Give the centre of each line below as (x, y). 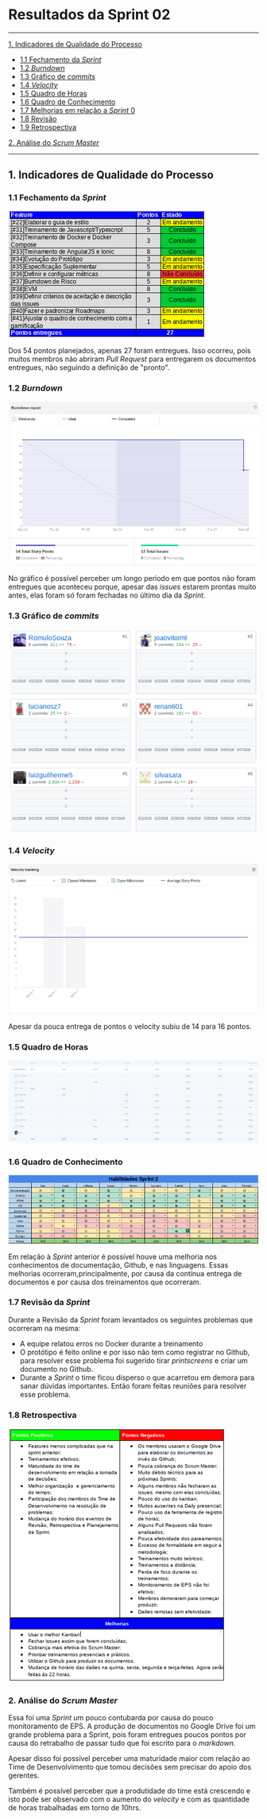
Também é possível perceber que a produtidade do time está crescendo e (130, 1791)
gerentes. (24, 1775)
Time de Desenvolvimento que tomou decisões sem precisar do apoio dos (130, 1767)
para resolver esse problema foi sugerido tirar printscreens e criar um (133, 1360)
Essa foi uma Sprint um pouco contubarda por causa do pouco (111, 1718)
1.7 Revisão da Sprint (49, 1303)
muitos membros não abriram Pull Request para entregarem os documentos (132, 359)
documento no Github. (56, 1369)
